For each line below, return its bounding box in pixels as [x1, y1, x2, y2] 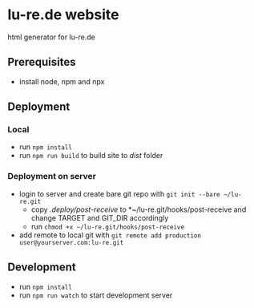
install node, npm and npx [18, 76, 105, 86]
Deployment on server [7, 171, 97, 182]
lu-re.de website [7, 6, 119, 24]
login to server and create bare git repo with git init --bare [18, 188, 221, 198]
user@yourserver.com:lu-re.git [18, 238, 124, 246]
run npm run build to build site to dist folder [18, 151, 163, 160]
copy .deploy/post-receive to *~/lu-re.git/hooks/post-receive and [30, 205, 247, 214]
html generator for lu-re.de [7, 32, 95, 42]
